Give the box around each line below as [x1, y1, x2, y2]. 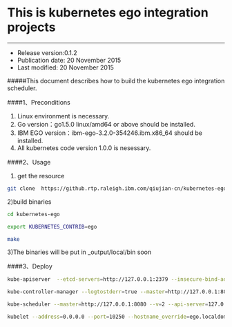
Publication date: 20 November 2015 [17, 56, 122, 64]
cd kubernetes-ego [7, 211, 60, 218]
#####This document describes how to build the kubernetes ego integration [7, 76, 225, 85]
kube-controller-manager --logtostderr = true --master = [7, 288, 168, 295]
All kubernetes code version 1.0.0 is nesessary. [17, 143, 151, 152]
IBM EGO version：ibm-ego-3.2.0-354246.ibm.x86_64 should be [17, 129, 202, 137]
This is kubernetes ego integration [7, 5, 209, 21]
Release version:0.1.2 [17, 48, 77, 56]
